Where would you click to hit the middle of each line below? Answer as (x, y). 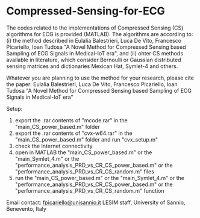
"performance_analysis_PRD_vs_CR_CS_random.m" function (89, 190)
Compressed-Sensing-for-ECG (86, 11)
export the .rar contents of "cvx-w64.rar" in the (73, 133)
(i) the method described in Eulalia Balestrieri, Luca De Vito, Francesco (94, 40)
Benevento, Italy (27, 208)
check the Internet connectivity (54, 146)
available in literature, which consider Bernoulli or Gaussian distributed (94, 60)
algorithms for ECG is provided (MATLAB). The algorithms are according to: (100, 34)
